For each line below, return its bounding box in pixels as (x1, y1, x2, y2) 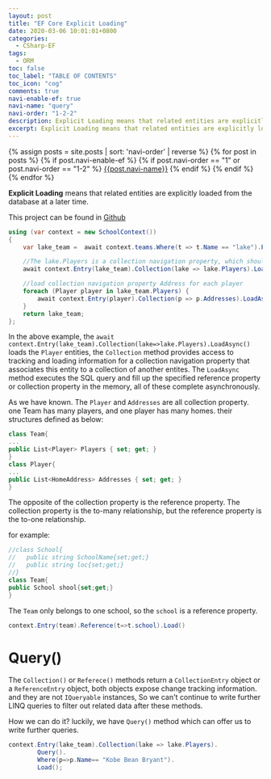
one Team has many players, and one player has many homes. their (8, 406, 233, 416)
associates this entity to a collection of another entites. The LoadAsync (8, 364, 240, 374)
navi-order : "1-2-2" (8, 110, 78, 118)
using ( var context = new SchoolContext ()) (8, 228, 157, 236)
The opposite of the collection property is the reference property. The (8, 498, 240, 507)
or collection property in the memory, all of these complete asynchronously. (8, 381, 261, 392)
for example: (8, 530, 51, 540)
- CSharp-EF (15, 42, 56, 50)
